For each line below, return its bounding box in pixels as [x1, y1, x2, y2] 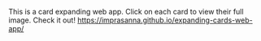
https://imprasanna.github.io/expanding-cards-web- [76, 15, 254, 25]
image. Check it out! [8, 15, 76, 25]
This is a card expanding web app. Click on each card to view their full [8, 7, 244, 16]
